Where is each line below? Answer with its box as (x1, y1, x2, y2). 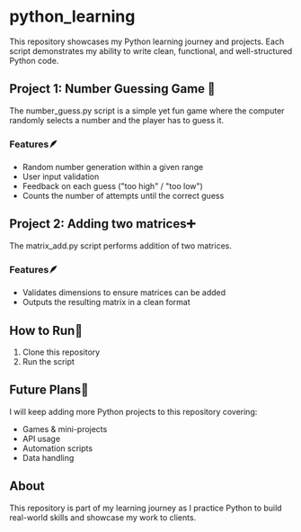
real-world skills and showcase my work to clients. (9, 511, 197, 523)
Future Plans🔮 (9, 383, 90, 398)
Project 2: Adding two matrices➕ (9, 216, 196, 231)
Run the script (22, 356, 75, 366)
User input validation (22, 171, 100, 182)
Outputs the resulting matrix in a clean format (22, 297, 190, 308)
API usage (22, 433, 61, 444)
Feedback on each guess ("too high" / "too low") (22, 181, 204, 192)
